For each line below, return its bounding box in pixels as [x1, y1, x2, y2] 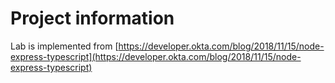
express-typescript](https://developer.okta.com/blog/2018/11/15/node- [10, 50, 302, 62]
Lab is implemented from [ [10, 40, 119, 52]
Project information [10, 7, 175, 30]
